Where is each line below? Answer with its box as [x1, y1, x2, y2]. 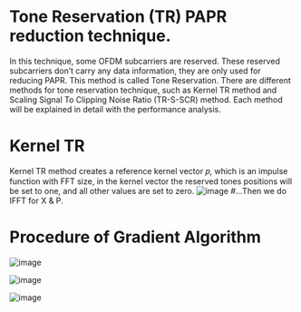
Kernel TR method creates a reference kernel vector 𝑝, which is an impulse [9, 165, 288, 176]
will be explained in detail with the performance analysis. [9, 103, 221, 114]
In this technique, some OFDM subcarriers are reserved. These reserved [9, 55, 281, 66]
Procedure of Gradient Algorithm [9, 227, 261, 248]
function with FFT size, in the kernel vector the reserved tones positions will [9, 175, 293, 187]
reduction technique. [9, 25, 171, 46]
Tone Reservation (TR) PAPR [9, 6, 228, 27]
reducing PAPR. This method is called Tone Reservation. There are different [9, 74, 292, 85]
